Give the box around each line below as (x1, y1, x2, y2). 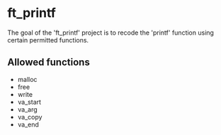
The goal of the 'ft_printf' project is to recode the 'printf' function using (7, 28, 215, 37)
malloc (17, 75, 38, 83)
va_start (17, 98, 41, 106)
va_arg (17, 105, 38, 114)
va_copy (17, 112, 42, 121)
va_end (17, 120, 39, 129)
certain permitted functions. (7, 35, 89, 44)
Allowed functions (7, 57, 90, 69)
